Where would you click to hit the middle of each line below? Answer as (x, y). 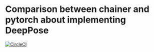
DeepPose (27, 30)
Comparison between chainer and (77, 9)
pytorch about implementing (65, 20)
